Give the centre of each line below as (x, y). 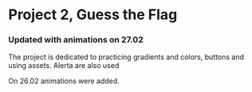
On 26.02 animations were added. (64, 81)
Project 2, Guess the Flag (93, 15)
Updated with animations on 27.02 (76, 40)
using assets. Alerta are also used (64, 66)
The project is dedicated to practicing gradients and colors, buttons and (126, 57)
